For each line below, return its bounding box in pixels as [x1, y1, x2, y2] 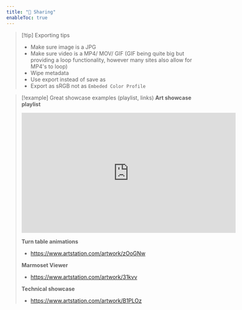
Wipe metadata [30, 69, 69, 76]
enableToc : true [6, 15, 48, 21]
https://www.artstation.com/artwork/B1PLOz [30, 297, 142, 304]
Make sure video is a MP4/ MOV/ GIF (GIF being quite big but [30, 49, 185, 57]
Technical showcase [21, 285, 75, 292]
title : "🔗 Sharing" [6, 9, 56, 15]
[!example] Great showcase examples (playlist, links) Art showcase [21, 94, 192, 101]
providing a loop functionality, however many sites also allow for [30, 56, 193, 63]
